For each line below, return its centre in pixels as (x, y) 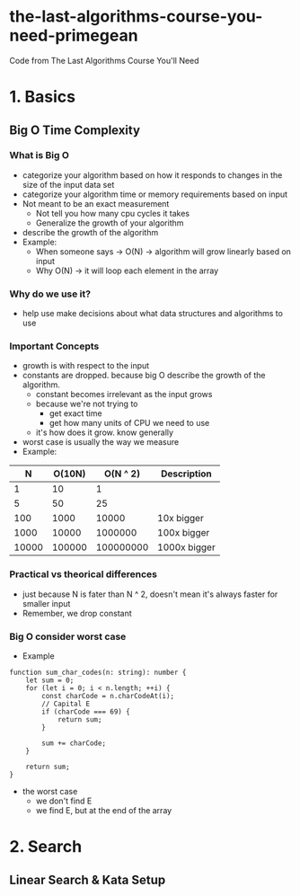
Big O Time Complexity (75, 130)
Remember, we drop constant (77, 613)
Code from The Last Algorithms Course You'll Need (104, 60)
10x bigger (180, 519)
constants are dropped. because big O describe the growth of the (144, 376)
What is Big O (40, 155)
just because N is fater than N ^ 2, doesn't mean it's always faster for (150, 594)
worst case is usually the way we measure (101, 442)
